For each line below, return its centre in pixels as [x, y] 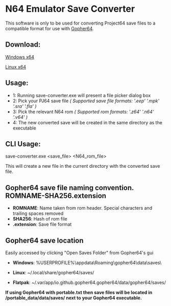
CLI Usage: [23, 144]
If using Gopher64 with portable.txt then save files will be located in [79, 292]
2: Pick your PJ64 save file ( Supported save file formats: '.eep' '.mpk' [86, 101]
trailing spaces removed [38, 213]
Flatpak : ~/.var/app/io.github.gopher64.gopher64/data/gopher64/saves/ [89, 282]
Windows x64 [20, 57]
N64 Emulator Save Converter [70, 9]
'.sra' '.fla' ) [25, 106]
